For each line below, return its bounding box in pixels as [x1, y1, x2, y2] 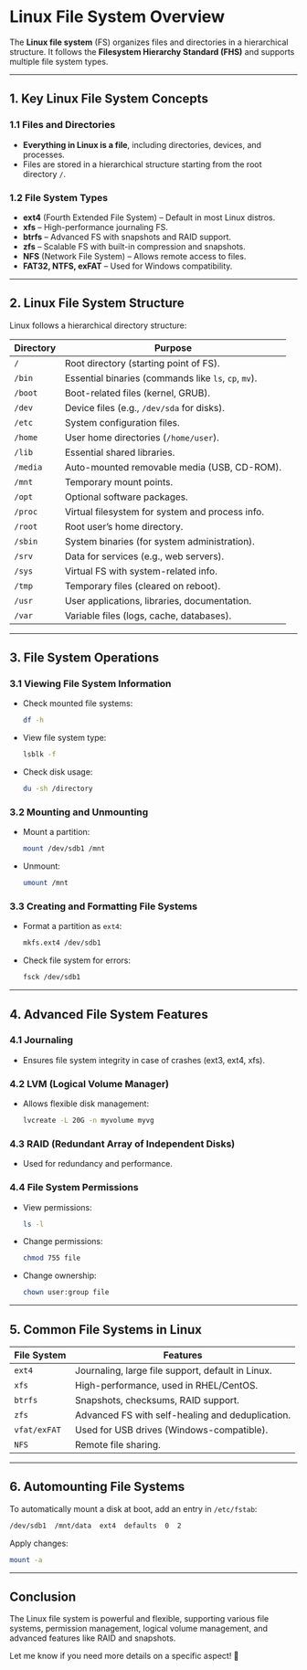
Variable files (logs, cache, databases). [64, 609, 232, 622]
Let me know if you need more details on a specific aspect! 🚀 [9, 1651, 239, 1662]
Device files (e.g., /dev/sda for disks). [64, 401, 226, 414]
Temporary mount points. [64, 475, 174, 488]
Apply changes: [9, 1538, 69, 1548]
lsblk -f [22, 750, 57, 759]
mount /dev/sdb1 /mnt [22, 844, 105, 853]
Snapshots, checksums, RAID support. [74, 1394, 240, 1407]
